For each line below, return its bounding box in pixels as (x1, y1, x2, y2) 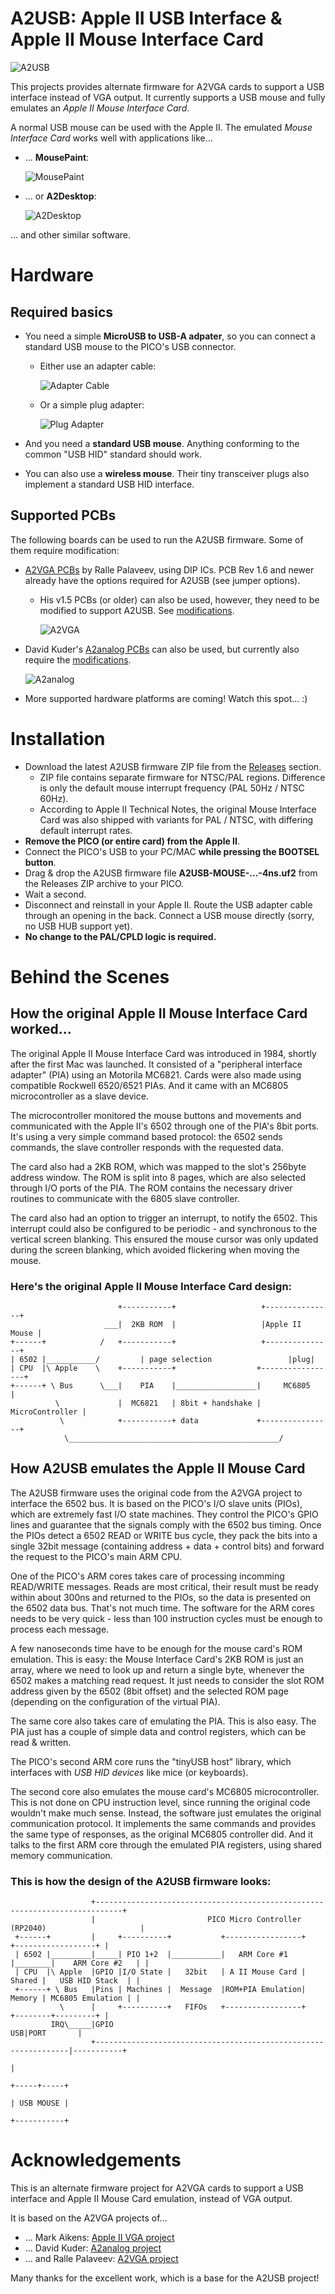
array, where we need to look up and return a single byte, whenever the (10, 1663, 305, 1676)
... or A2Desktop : (24, 190, 97, 202)
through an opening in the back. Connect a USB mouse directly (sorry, (24, 909, 315, 921)
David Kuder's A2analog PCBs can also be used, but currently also (24, 643, 300, 655)
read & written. (10, 1736, 72, 1748)
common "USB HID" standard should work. (24, 448, 203, 460)
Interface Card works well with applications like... (10, 132, 213, 144)
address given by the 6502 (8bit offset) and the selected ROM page (10, 1685, 289, 1697)
